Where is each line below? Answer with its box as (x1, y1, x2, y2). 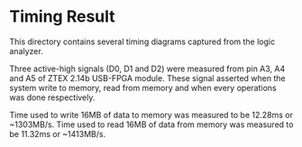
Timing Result (9, 6, 115, 27)
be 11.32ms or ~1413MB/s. (9, 128, 106, 139)
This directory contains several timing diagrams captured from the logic (9, 36, 276, 47)
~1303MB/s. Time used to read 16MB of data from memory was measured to (9, 119, 294, 130)
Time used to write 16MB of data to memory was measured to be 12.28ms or (9, 109, 293, 120)
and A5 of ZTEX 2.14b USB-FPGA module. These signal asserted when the (9, 72, 286, 83)
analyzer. (9, 45, 43, 56)
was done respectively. (9, 92, 96, 103)
